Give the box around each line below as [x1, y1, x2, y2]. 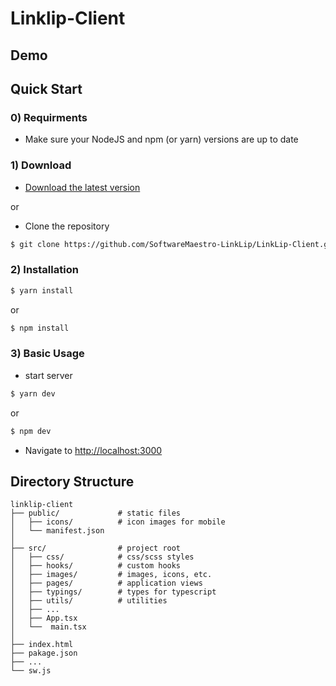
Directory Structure [10, 473, 135, 490]
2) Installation [10, 263, 79, 277]
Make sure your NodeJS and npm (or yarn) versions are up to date [24, 133, 299, 146]
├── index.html [10, 640, 74, 650]
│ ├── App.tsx [10, 613, 78, 624]
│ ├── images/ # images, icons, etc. [10, 570, 213, 580]
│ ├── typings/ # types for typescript [10, 587, 217, 597]
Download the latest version [24, 181, 141, 193]
